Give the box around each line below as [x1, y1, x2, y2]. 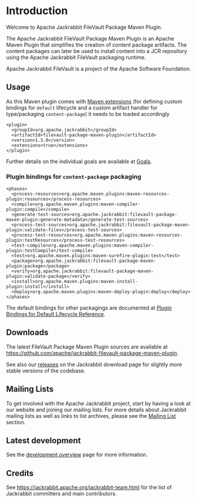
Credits [6, 468, 34, 478]
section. [6, 418, 26, 425]
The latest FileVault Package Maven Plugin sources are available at [6, 343, 168, 350]
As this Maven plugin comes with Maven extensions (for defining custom [6, 98, 182, 105]
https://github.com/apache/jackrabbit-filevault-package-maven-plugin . [6, 349, 179, 357]
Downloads [6, 328, 49, 338]
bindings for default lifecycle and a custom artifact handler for [6, 104, 158, 111]
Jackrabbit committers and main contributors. [6, 490, 117, 497]
